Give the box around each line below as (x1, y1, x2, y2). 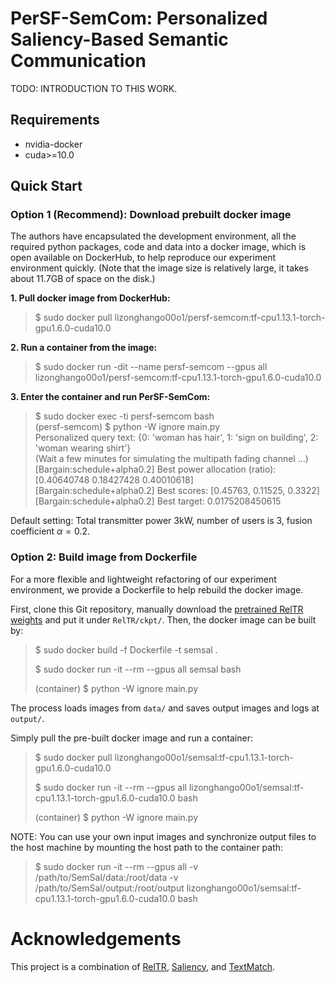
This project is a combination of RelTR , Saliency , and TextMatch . (10, 960, 276, 972)
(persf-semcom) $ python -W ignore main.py (34, 421, 221, 433)
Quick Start (10, 178, 83, 195)
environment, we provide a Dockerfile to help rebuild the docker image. (10, 583, 304, 596)
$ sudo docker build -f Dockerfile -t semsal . (34, 643, 218, 656)
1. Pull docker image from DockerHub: (10, 292, 171, 304)
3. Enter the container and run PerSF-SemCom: (10, 391, 211, 403)
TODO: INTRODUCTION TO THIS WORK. (10, 82, 178, 94)
